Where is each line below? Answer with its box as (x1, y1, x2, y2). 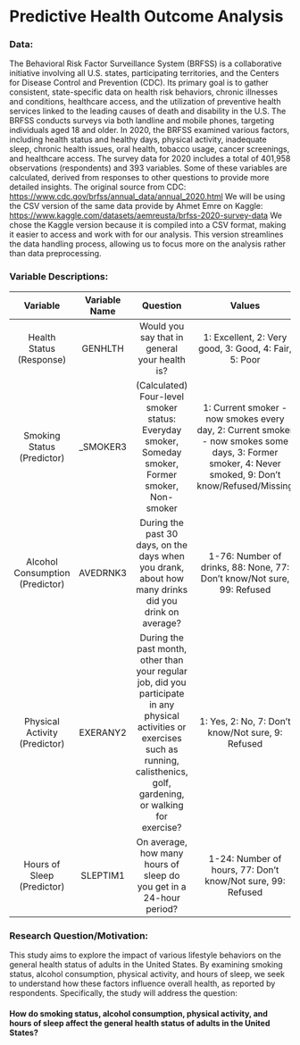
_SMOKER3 (79, 440, 128, 453)
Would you (139, 320, 185, 332)
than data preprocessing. (9, 248, 102, 259)
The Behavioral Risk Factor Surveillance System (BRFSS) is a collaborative (9, 58, 282, 69)
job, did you (137, 676, 187, 689)
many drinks (136, 583, 188, 596)
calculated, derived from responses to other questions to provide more (9, 172, 270, 183)
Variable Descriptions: (9, 271, 109, 283)
